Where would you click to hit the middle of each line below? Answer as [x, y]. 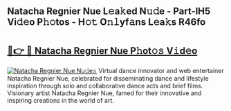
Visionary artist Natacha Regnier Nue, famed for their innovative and [104, 93]
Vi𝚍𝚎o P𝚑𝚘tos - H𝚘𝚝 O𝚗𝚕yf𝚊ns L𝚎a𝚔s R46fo [107, 22]
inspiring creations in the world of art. [61, 100]
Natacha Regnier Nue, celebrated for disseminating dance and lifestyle [108, 78]
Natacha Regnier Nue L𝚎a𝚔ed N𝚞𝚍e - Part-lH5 [109, 11]
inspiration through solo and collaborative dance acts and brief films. [105, 86]
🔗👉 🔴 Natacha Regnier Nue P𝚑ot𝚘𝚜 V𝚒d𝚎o [102, 51]
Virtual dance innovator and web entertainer [161, 71]
